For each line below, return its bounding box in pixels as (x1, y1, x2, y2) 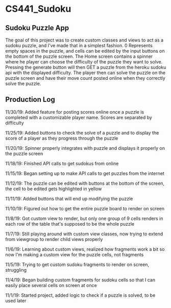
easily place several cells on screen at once (5, 282, 97, 288)
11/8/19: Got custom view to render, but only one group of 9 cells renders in (5, 215, 163, 222)
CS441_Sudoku (5, 3, 71, 15)
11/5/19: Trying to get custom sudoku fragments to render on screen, (5, 261, 150, 268)
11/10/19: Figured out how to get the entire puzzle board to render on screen (5, 205, 165, 211)
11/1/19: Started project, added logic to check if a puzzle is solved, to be (5, 292, 156, 298)
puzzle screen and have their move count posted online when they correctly (5, 75, 166, 81)
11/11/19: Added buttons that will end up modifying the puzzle (5, 195, 133, 202)
